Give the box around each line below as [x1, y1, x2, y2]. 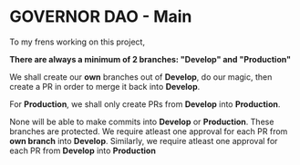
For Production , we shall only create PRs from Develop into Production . [9, 98, 281, 110]
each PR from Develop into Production [9, 145, 157, 156]
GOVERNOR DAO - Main [9, 6, 192, 27]
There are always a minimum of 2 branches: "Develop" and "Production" [9, 53, 292, 64]
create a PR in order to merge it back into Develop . [9, 81, 201, 92]
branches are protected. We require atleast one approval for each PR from [9, 125, 288, 137]
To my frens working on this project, [9, 36, 146, 47]
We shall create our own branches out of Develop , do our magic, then [9, 71, 273, 82]
